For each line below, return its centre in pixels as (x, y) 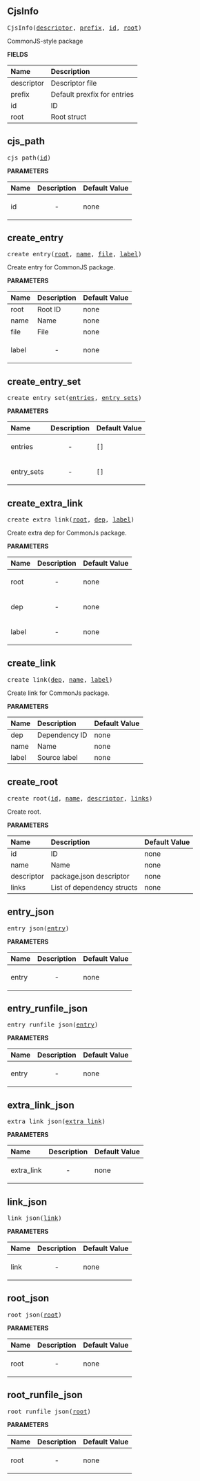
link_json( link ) (34, 1218)
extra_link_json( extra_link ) (56, 1121)
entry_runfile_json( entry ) (53, 1025)
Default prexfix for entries (92, 94)
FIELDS (18, 54)
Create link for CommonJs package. (59, 693)
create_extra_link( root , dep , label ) (71, 520)
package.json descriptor (90, 876)
